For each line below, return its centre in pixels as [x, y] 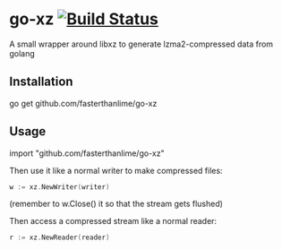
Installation [41, 82]
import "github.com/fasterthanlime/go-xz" [87, 153]
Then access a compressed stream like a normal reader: [113, 221]
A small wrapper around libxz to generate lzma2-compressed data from [141, 44]
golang [22, 53]
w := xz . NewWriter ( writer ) [60, 187]
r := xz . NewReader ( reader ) [60, 237]
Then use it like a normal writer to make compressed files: [116, 170]
